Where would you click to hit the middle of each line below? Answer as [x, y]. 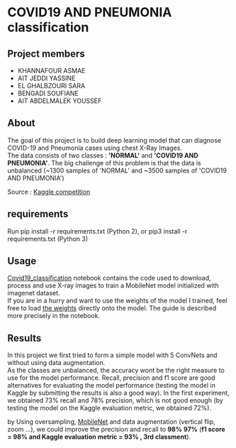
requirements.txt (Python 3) [48, 239]
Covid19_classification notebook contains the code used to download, [109, 278]
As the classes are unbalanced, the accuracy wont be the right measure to [116, 371]
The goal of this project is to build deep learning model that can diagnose [114, 140]
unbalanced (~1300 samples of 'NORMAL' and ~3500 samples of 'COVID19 [117, 170]
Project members [46, 54]
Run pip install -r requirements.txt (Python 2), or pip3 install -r [97, 231]
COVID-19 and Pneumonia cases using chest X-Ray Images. [95, 148]
